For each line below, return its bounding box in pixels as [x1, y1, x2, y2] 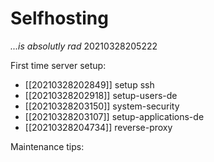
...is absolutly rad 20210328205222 [10, 40, 158, 52]
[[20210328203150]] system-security [24, 100, 180, 112]
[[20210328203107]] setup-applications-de [24, 110, 205, 122]
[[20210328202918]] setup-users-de [24, 89, 178, 101]
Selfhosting [10, 7, 109, 30]
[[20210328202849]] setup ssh [24, 78, 155, 91]
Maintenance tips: [10, 140, 85, 152]
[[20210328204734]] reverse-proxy [24, 121, 173, 133]
